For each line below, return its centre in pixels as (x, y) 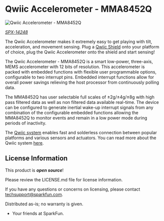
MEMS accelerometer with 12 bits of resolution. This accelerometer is (75, 67)
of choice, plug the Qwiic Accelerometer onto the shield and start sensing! (80, 52)
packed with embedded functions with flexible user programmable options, (81, 72)
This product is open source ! (34, 170)
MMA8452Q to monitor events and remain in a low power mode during (76, 118)
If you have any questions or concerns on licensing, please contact (73, 189)
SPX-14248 (17, 32)
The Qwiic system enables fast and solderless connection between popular (81, 132)
